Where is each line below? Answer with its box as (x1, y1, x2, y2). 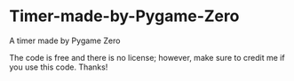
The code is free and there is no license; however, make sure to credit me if (9, 52, 286, 63)
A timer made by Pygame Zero (9, 35, 121, 46)
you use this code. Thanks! (9, 62, 108, 72)
